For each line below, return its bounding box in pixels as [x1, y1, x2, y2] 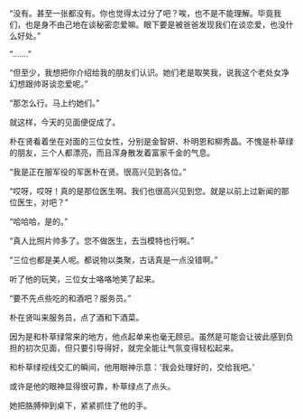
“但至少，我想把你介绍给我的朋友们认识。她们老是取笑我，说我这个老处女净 [9, 67, 290, 78]
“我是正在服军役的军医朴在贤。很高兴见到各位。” [9, 166, 187, 177]
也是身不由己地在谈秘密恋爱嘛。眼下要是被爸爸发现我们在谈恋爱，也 [24, 19, 278, 30]
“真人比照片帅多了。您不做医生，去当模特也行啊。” [9, 236, 195, 246]
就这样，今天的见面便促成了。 [9, 116, 120, 127]
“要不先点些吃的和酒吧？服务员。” [9, 293, 132, 303]
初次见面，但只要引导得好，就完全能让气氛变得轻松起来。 [24, 342, 239, 353]
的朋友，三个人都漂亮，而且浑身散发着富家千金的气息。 [9, 147, 215, 158]
